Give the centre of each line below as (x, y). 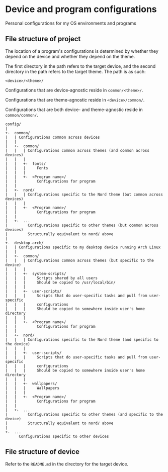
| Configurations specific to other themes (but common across (82, 225)
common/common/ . (22, 115)
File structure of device (42, 452)
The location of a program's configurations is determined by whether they (82, 51)
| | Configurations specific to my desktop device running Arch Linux (83, 247)
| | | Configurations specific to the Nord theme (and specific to (82, 340)
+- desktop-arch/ (24, 243)
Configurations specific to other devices (64, 436)
